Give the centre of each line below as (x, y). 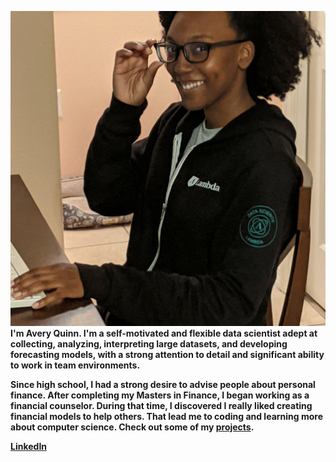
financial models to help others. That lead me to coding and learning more (167, 416)
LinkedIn (29, 446)
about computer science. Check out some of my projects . (132, 427)
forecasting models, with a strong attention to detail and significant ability (167, 354)
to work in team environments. (75, 365)
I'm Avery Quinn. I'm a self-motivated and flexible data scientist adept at (164, 333)
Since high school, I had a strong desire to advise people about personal (163, 384)
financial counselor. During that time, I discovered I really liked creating (161, 405)
